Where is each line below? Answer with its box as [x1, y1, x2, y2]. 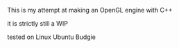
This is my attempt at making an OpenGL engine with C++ [7, 6, 173, 14]
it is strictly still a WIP [7, 19, 68, 27]
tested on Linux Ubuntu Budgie [7, 33, 96, 41]
